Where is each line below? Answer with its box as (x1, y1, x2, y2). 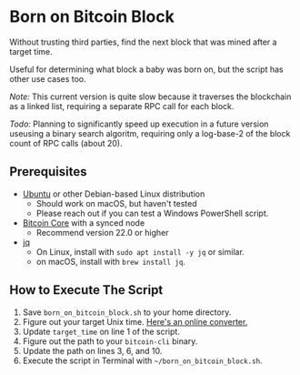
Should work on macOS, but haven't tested (35, 198, 197, 208)
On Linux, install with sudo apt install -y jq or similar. (35, 246, 245, 257)
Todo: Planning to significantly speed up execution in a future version (9, 118, 269, 129)
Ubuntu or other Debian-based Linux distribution (22, 188, 205, 199)
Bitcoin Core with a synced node (22, 217, 145, 228)
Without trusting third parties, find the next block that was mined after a (9, 36, 277, 47)
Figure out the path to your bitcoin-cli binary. (22, 335, 198, 347)
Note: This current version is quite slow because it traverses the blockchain (9, 91, 292, 102)
